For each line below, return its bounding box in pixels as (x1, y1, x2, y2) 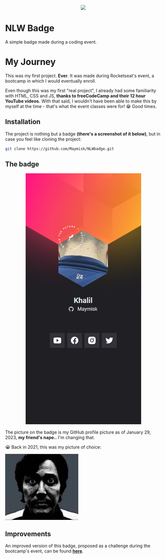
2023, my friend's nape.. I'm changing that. (5, 435, 95, 441)
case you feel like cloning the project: (5, 136, 82, 142)
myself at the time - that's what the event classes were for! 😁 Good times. (5, 103, 157, 109)
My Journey (5, 56, 56, 68)
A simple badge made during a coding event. (5, 39, 97, 45)
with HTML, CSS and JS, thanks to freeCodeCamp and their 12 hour (5, 93, 146, 99)
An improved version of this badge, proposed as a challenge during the (5, 543, 151, 549)
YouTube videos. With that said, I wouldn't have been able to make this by (5, 98, 157, 104)
